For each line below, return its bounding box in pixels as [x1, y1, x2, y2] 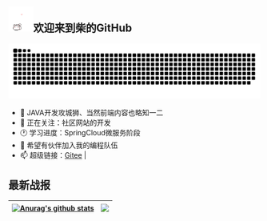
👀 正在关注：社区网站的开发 [19, 118, 111, 127]
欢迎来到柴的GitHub [33, 22, 133, 35]
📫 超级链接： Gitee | [19, 150, 87, 159]
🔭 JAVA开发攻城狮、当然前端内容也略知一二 [19, 107, 164, 117]
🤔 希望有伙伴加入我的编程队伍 [19, 140, 118, 150]
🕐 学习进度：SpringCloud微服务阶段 [19, 127, 141, 137]
